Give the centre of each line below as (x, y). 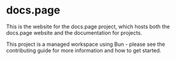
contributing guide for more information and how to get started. (84, 50)
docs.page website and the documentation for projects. (74, 32)
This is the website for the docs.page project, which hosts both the (88, 26)
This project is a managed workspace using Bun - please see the (86, 44)
